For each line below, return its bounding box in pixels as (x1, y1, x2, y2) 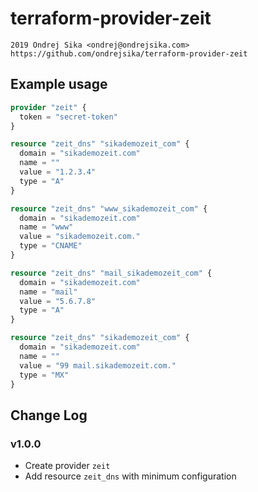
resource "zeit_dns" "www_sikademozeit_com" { (10, 203, 208, 214)
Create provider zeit (24, 460, 111, 472)
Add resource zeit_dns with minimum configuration (24, 470, 237, 482)
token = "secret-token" (19, 112, 118, 122)
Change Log (10, 407, 88, 424)
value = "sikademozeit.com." (19, 232, 141, 242)
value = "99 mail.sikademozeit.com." (19, 360, 177, 371)
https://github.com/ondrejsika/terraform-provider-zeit (10, 48, 248, 59)
